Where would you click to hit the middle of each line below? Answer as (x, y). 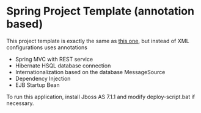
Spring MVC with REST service (54, 59)
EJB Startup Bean (37, 85)
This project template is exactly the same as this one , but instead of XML (98, 41)
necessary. (20, 103)
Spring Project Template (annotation (100, 11)
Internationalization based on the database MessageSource (90, 72)
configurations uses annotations (47, 47)
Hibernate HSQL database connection (63, 66)
